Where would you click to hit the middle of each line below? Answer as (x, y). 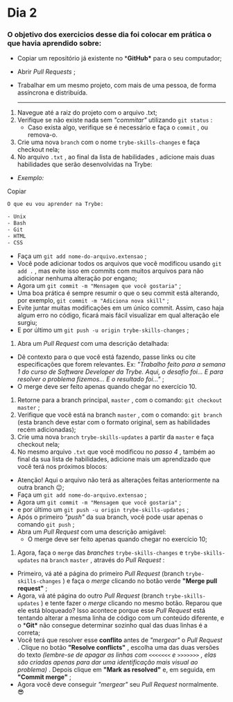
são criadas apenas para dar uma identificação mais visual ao (107, 662)
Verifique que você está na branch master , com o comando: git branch (120, 415)
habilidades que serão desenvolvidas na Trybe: (85, 164)
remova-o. (42, 135)
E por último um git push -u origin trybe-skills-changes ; (103, 330)
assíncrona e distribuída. (52, 93)
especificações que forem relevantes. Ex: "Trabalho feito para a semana (121, 364)
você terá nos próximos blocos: (62, 466)
